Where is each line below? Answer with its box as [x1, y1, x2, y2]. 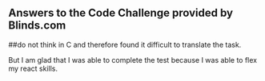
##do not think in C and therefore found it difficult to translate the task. [8, 40, 242, 49]
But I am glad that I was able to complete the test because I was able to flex [8, 55, 258, 64]
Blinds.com [8, 19, 66, 33]
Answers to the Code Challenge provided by [8, 6, 234, 20]
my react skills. [8, 64, 58, 73]
